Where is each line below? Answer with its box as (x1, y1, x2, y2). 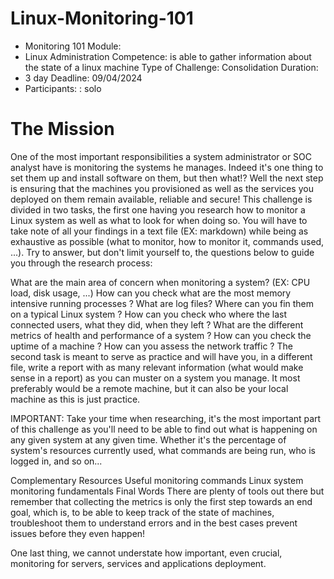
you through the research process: (10, 257, 153, 269)
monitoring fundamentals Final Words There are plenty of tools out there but (10, 485, 325, 497)
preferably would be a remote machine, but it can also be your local (10, 382, 289, 394)
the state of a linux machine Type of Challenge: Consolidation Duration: (24, 61, 319, 73)
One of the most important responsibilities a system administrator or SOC (10, 150, 313, 162)
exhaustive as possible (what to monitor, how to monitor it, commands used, (10, 235, 325, 247)
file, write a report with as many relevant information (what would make (10, 361, 304, 373)
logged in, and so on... (10, 455, 103, 467)
